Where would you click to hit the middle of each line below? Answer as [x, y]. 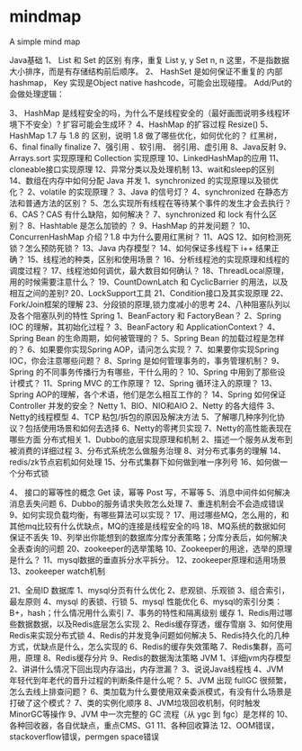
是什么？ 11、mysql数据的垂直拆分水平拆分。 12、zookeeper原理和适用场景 [148, 559]
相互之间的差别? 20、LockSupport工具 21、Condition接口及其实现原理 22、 [149, 293]
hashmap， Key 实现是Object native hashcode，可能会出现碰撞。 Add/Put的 [151, 82]
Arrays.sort [30, 158]
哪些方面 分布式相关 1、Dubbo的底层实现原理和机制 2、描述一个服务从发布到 [151, 439]
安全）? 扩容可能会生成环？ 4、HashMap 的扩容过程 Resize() [146, 124]
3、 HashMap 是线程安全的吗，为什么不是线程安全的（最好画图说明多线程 [146, 113]
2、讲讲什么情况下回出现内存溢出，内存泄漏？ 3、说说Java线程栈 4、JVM [147, 669]
